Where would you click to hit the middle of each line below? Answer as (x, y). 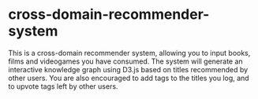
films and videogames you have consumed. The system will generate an (125, 61)
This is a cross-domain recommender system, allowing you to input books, (129, 53)
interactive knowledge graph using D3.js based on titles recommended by (128, 69)
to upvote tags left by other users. (63, 86)
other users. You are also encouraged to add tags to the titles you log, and (129, 78)
